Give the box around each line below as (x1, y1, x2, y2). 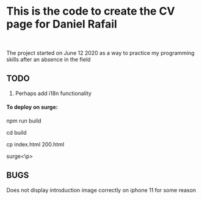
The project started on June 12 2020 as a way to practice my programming (6, 49, 195, 56)
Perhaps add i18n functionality (15, 90, 92, 97)
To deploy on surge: (6, 104, 58, 111)
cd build (6, 129, 27, 136)
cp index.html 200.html (6, 140, 65, 148)
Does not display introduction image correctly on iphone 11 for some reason (6, 186, 197, 193)
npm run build (6, 117, 41, 124)
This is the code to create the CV (6, 4, 175, 18)
